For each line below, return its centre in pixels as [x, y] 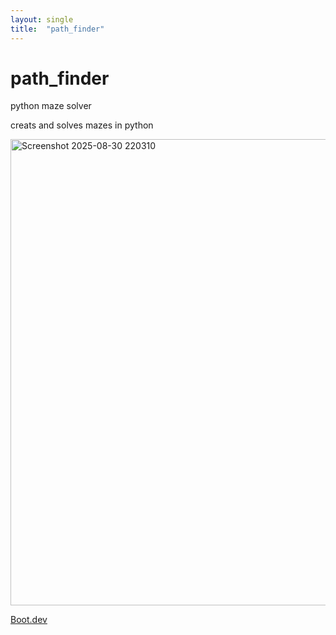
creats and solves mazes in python [82, 125]
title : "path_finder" [57, 29]
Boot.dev [29, 620]
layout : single [42, 19]
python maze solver [51, 106]
